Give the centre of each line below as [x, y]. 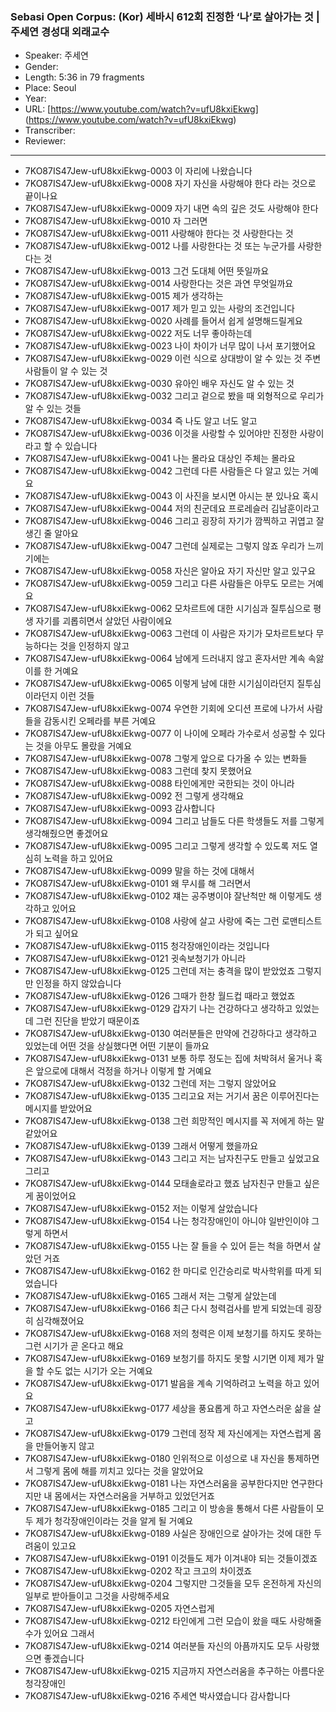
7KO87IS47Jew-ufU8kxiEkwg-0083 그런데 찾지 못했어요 [138, 771]
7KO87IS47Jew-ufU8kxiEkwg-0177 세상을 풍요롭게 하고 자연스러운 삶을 [168, 1409]
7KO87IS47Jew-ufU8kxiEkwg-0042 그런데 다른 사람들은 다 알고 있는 [162, 471]
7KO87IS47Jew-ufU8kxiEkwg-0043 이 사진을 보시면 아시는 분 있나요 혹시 [171, 496]
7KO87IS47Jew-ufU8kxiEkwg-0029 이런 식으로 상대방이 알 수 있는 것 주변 [173, 359]
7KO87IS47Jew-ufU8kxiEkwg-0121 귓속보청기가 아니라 [135, 959]
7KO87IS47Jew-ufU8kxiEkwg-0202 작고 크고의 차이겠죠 [138, 1571]
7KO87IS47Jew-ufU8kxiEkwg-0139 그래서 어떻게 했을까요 [141, 1146]
